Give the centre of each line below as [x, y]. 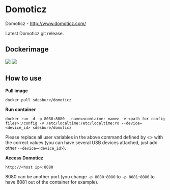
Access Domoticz [24, 158]
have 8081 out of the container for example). [52, 182]
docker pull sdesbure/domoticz [38, 100]
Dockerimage [27, 49]
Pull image [17, 91]
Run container [21, 109]
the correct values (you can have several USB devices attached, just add [81, 142]
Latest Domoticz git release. [35, 33]
